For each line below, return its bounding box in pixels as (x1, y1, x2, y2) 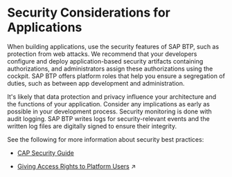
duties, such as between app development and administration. (7, 79, 185, 87)
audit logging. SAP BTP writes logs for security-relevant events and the (7, 114, 210, 122)
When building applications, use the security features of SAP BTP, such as (7, 42, 220, 50)
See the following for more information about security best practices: (7, 135, 204, 143)
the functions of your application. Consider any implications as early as (7, 100, 210, 108)
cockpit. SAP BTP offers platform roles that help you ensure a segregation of (7, 71, 225, 80)
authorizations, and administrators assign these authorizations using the (7, 64, 213, 73)
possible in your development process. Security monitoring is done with (7, 107, 213, 115)
